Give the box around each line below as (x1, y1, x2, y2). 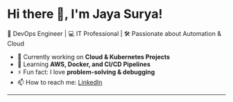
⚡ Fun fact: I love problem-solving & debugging (17, 68, 155, 76)
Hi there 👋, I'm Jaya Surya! (7, 6, 163, 22)
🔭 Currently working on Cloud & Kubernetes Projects (17, 52, 171, 61)
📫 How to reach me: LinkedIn (17, 78, 103, 86)
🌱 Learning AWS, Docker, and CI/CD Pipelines (17, 60, 151, 68)
